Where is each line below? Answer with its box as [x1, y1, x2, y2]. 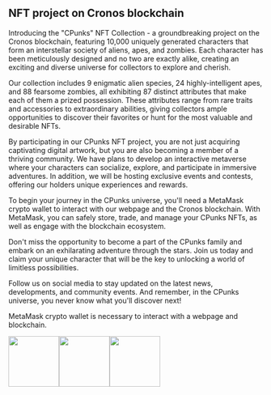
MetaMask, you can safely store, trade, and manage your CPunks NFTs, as [8, 212, 257, 222]
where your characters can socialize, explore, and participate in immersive [8, 162, 257, 172]
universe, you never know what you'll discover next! [8, 295, 182, 305]
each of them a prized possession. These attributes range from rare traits [8, 95, 253, 104]
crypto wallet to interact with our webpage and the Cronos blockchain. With [8, 204, 260, 214]
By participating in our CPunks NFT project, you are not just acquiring [8, 137, 240, 147]
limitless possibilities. [8, 262, 79, 272]
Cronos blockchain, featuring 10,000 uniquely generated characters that [8, 36, 249, 46]
